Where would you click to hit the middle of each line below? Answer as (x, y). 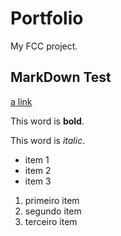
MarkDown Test (61, 77)
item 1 (37, 159)
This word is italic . (48, 140)
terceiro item (51, 221)
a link (21, 101)
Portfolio (47, 18)
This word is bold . (47, 121)
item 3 (38, 181)
